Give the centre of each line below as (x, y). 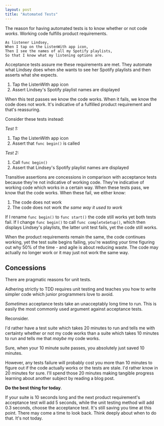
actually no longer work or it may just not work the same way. (67, 252)
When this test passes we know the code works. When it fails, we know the (81, 99)
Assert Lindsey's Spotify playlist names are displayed (66, 89)
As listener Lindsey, (27, 42)
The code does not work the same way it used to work (67, 207)
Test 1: (12, 129)
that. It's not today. (24, 418)
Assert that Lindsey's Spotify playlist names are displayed (70, 167)
